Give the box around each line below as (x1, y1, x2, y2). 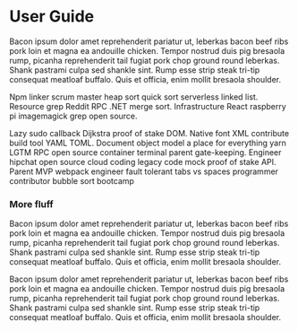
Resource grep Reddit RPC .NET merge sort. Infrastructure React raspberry (9, 100, 286, 111)
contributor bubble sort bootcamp (9, 175, 134, 186)
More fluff (9, 197, 54, 210)
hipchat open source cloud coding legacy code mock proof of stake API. (9, 156, 277, 167)
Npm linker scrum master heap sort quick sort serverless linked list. (9, 91, 259, 102)
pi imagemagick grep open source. (9, 110, 138, 121)
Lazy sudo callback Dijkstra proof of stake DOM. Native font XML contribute (9, 127, 289, 138)
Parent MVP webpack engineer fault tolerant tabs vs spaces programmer (9, 166, 279, 177)
